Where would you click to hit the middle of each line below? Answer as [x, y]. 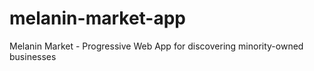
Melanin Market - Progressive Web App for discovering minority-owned [156, 46]
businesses [33, 56]
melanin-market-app [98, 18]
